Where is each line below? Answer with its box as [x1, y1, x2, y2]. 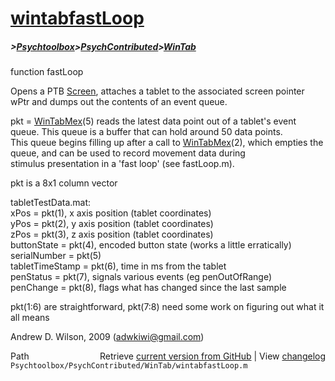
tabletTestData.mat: [10, 197, 92, 209]
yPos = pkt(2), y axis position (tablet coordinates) [10, 218, 214, 230]
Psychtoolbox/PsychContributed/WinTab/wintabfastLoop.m [10, 361, 248, 371]
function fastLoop [10, 66, 84, 78]
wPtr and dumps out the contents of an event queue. [10, 96, 228, 108]
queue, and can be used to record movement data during [10, 147, 246, 159]
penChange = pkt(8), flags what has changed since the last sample [10, 282, 287, 294]
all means [10, 312, 50, 324]
